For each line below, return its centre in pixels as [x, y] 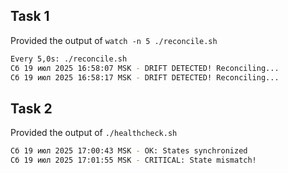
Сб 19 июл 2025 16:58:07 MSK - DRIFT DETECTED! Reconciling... [145, 68]
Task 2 [31, 108]
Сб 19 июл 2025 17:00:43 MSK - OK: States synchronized [129, 151]
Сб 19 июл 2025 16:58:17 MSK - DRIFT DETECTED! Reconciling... [145, 77]
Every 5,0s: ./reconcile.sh [69, 59]
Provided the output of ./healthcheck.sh [94, 133]
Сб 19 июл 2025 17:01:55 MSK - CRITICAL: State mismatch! [133, 160]
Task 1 [30, 16]
